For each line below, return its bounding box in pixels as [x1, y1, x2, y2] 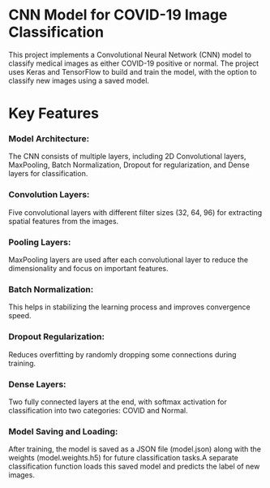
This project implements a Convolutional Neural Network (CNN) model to [8, 50, 252, 59]
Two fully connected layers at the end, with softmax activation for [8, 396, 227, 407]
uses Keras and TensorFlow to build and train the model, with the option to [8, 67, 257, 76]
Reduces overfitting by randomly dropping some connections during [8, 349, 237, 359]
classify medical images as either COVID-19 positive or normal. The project [8, 58, 259, 68]
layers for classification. [8, 169, 88, 179]
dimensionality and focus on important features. [8, 264, 169, 274]
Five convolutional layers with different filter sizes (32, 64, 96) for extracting [8, 207, 263, 217]
